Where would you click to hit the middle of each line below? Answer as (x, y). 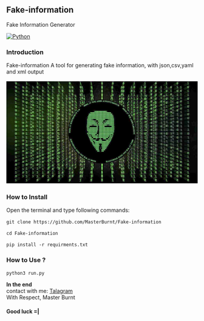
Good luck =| (23, 311)
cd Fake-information (32, 234)
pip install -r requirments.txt (47, 245)
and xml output (25, 72)
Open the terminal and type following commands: (68, 210)
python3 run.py (25, 273)
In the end (19, 285)
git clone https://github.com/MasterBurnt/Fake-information (84, 222)
